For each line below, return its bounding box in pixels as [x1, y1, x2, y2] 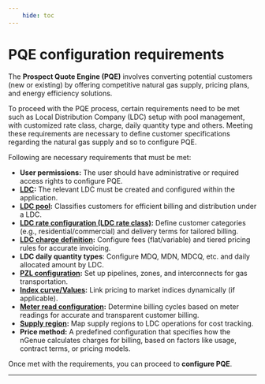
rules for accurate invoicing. [19, 243, 111, 252]
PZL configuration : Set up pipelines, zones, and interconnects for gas [19, 268, 248, 278]
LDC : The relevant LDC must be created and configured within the [19, 185, 235, 194]
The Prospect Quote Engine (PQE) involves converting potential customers [8, 72, 253, 81]
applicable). [19, 293, 58, 303]
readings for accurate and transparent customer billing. [19, 310, 200, 319]
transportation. [19, 277, 69, 286]
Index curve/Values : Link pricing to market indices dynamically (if [19, 285, 235, 294]
